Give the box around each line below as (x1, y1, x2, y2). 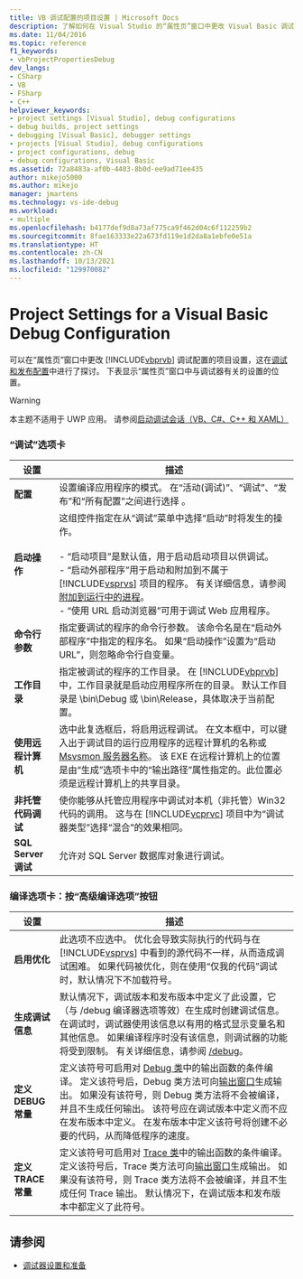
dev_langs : (9, 64, 50, 73)
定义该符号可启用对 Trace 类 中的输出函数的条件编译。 (59, 1146, 288, 1159)
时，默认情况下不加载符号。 (59, 974, 178, 986)
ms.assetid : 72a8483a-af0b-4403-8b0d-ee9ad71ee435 (9, 164, 204, 173)
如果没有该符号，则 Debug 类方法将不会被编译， (79, 1089, 285, 1102)
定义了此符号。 (86, 1200, 151, 1213)
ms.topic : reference (9, 38, 87, 48)
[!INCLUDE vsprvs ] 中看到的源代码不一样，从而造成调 (59, 947, 285, 959)
